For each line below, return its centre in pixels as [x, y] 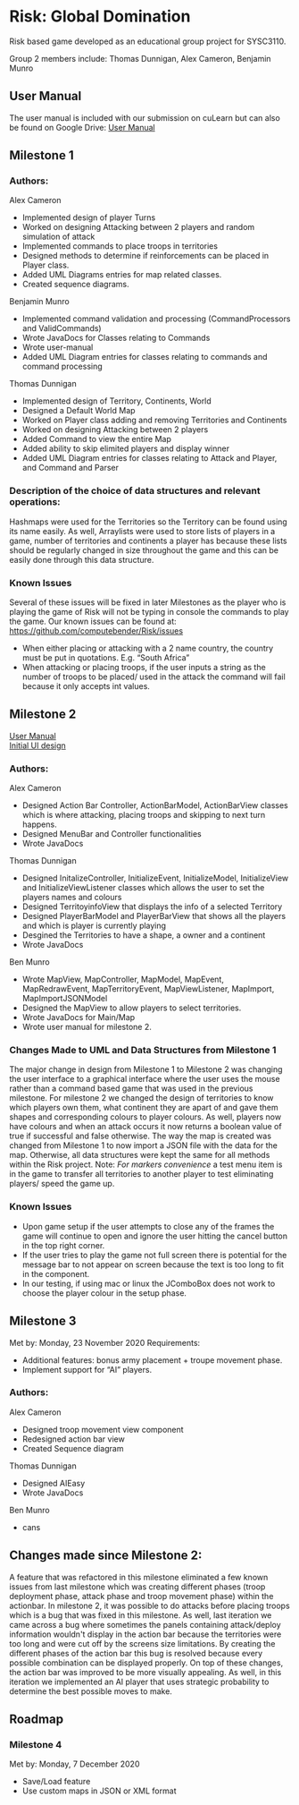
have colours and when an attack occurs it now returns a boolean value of [146, 1127]
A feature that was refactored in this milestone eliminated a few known [139, 1577]
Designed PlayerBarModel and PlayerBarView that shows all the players [154, 916]
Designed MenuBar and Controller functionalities [112, 834]
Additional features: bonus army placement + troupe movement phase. [152, 1360]
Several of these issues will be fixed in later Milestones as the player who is [148, 602]
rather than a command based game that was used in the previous [131, 1088]
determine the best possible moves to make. [91, 1691]
